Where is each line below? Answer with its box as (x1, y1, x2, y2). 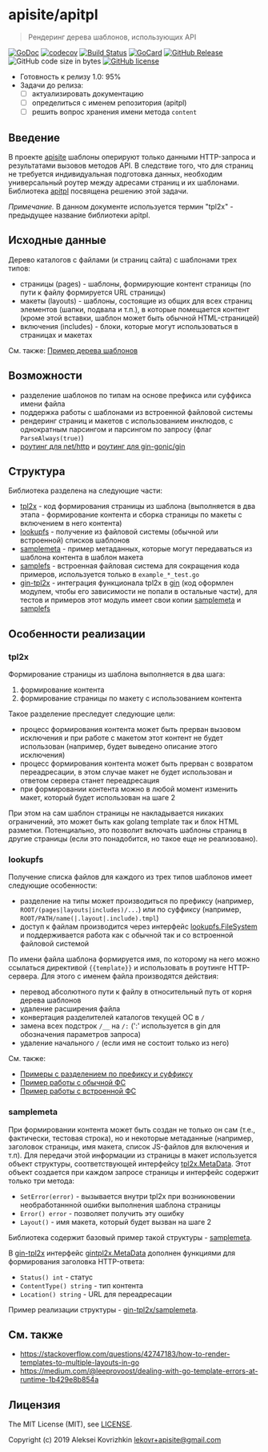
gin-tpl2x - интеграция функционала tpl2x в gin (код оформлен (19, 578, 234, 588)
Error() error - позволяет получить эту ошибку (19, 1208, 185, 1218)
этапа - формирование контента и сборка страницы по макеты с (19, 510, 242, 519)
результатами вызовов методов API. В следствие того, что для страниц (8, 161, 254, 170)
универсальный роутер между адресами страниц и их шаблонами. (8, 177, 240, 187)
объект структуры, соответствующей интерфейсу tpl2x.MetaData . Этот (8, 1158, 252, 1169)
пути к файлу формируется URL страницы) (19, 287, 166, 297)
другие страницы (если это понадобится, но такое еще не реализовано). (8, 834, 258, 844)
